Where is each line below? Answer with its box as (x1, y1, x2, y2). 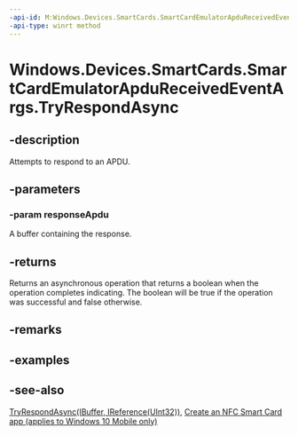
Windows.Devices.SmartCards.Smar (9, 59, 287, 80)
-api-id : (9, 12, 42, 22)
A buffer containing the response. (9, 228, 132, 240)
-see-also (9, 383, 65, 398)
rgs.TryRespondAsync (9, 97, 179, 117)
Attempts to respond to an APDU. (9, 156, 130, 167)
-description (9, 132, 80, 147)
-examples (9, 352, 70, 368)
